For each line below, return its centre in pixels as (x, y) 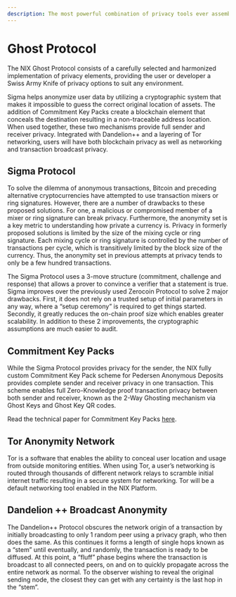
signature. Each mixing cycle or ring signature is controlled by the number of (118, 241)
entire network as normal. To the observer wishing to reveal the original (111, 572)
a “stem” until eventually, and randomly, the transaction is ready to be (108, 549)
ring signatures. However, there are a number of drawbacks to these (106, 203)
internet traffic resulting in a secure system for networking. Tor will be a (111, 480)
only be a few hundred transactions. (59, 263)
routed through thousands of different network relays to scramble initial (111, 473)
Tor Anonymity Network (61, 441)
